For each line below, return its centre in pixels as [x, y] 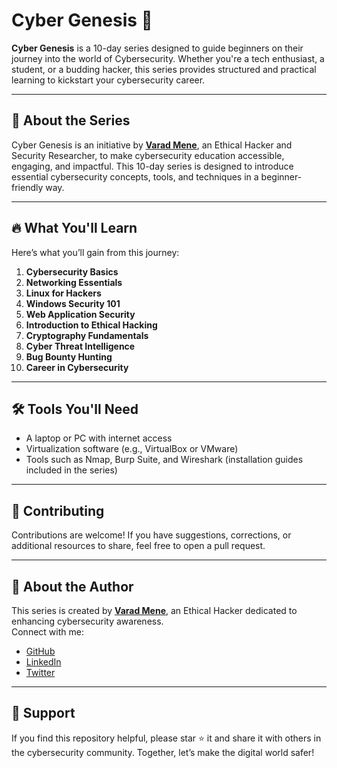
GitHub [40, 651]
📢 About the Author [72, 586]
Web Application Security [80, 314]
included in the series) [71, 470]
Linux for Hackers [63, 293]
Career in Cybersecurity [77, 367]
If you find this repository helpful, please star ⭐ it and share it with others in [166, 738]
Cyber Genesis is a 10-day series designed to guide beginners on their [157, 48]
